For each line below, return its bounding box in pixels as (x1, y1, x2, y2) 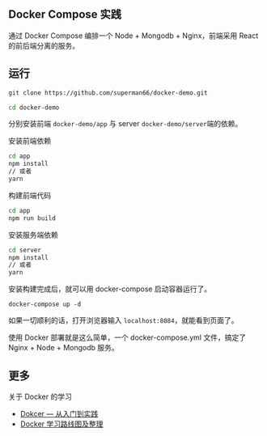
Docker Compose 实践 (8, 7, 122, 22)
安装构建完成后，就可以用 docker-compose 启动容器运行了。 (8, 284, 212, 294)
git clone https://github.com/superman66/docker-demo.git (8, 88, 208, 97)
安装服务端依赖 (8, 230, 58, 239)
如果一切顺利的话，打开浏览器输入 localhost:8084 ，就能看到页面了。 (8, 315, 239, 325)
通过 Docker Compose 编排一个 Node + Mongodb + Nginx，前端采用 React (8, 31, 259, 40)
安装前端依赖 (8, 136, 51, 146)
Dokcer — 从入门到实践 (19, 408, 99, 418)
